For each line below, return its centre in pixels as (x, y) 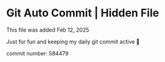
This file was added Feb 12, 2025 (48, 30)
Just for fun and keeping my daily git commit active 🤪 (73, 41)
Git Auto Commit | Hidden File (83, 13)
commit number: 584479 (37, 53)
